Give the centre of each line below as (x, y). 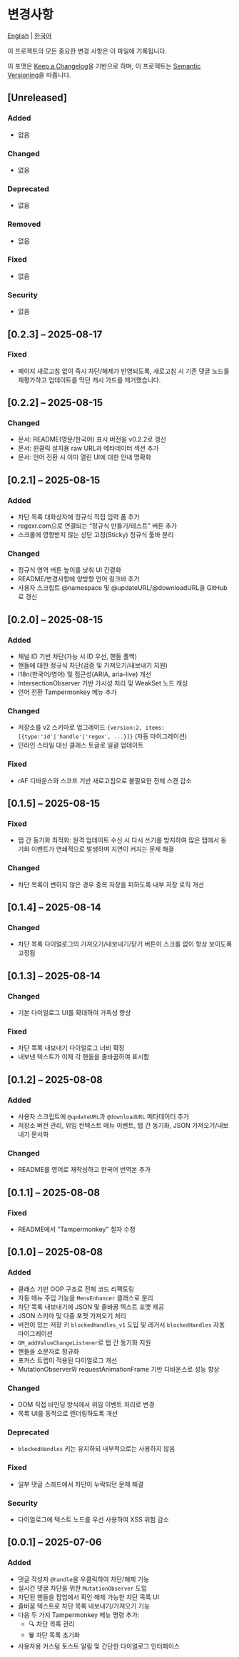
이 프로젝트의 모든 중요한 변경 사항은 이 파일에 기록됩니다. (87, 51)
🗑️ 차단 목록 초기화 (54, 1635)
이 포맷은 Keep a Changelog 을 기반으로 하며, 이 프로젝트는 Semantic (104, 66)
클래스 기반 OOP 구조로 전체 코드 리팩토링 (76, 1289)
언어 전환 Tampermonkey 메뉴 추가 (67, 692)
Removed (24, 224)
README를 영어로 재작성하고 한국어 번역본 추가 (84, 1170)
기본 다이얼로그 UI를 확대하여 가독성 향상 (74, 1013)
